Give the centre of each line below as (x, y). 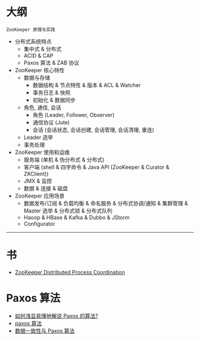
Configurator (39, 224)
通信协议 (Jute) (51, 122)
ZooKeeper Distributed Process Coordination (70, 272)
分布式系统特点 (33, 41)
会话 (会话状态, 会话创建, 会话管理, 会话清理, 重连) (93, 129)
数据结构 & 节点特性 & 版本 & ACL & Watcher (87, 85)
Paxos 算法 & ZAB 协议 (51, 63)
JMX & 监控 (38, 181)
